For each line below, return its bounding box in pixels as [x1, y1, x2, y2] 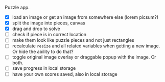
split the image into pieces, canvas [12, 20, 85, 26]
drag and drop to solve [12, 25, 60, 32]
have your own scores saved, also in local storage [12, 71, 118, 77]
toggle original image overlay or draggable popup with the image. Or [12, 54, 156, 60]
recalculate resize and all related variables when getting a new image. [12, 43, 160, 49]
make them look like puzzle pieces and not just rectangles [12, 37, 134, 43]
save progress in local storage [12, 65, 76, 71]
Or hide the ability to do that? [12, 48, 74, 55]
